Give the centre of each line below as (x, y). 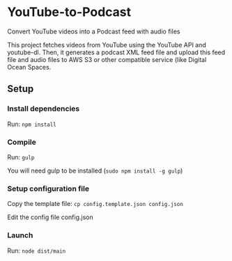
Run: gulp (21, 157)
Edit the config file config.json (50, 217)
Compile (22, 142)
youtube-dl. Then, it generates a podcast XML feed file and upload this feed (116, 52)
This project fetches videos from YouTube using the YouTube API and (107, 45)
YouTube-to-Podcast (69, 12)
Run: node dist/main (37, 251)
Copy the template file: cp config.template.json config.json (95, 204)
